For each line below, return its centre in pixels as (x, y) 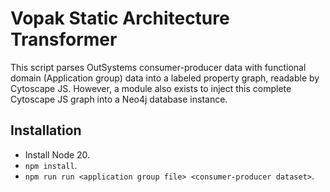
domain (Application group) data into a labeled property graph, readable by (165, 78)
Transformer (64, 39)
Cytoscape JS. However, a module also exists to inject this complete (151, 88)
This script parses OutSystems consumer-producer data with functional (158, 67)
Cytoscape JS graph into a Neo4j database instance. (119, 99)
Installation (46, 130)
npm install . (51, 165)
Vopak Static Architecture (120, 18)
